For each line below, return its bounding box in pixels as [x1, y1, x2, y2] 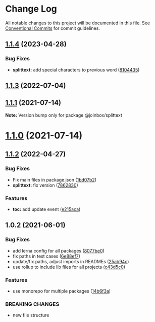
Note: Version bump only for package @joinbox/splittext [5, 112, 123, 118]
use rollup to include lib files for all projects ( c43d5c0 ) [12, 264, 125, 270]
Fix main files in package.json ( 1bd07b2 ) [12, 176, 97, 183]
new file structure [12, 312, 49, 318]
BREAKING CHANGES [5, 300, 60, 307]
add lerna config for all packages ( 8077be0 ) [12, 247, 105, 254]
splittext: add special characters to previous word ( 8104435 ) [12, 66, 140, 73]
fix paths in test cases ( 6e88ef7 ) [12, 253, 81, 259]
